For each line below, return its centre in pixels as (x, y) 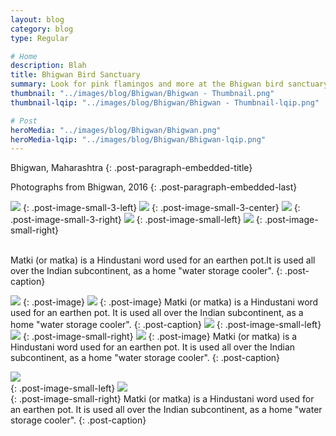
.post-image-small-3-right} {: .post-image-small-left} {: (136, 220)
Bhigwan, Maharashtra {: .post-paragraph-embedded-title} (131, 168)
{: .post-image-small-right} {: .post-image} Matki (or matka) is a (160, 337)
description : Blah (48, 66)
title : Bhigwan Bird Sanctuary (75, 75)
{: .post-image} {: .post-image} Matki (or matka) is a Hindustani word (170, 302)
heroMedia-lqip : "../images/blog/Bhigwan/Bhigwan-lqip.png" (138, 139)
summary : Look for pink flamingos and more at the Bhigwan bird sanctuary (169, 84)
